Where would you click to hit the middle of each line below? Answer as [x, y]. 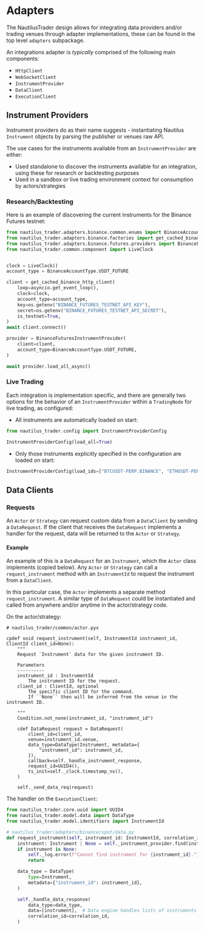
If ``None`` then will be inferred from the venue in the [103, 697]
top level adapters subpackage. [46, 40]
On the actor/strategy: [34, 617]
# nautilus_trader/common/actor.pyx [53, 628]
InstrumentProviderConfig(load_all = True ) [59, 442]
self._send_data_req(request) [56, 788]
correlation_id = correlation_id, [69, 916]
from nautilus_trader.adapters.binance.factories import [80, 238]
